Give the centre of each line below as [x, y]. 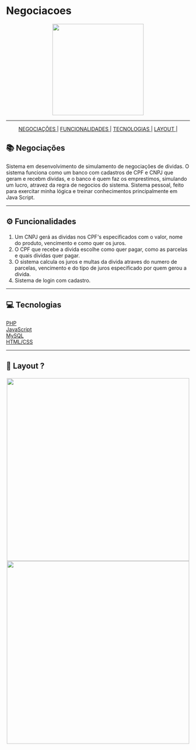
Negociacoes [39, 11]
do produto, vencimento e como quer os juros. [70, 243]
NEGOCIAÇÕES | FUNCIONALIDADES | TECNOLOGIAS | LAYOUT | [98, 129]
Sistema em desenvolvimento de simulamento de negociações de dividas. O [98, 166]
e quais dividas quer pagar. [47, 255]
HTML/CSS [20, 342]
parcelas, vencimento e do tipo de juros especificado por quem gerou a [100, 268]
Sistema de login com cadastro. [52, 280]
